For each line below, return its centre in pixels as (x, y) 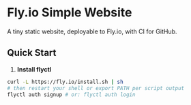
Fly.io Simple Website (70, 13)
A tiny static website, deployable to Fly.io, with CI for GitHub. (92, 31)
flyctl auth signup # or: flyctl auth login (71, 94)
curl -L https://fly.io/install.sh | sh (65, 82)
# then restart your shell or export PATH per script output (96, 88)
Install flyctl (34, 69)
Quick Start (32, 53)
